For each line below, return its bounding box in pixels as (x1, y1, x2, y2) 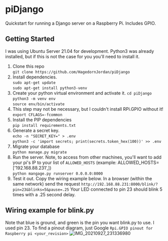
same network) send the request (12, 181, 80, 187)
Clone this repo (12, 63, 44, 69)
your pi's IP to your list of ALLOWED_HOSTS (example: (12, 159, 117, 166)
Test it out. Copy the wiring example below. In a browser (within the (12, 175, 152, 182)
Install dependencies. (12, 74, 57, 80)
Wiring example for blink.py (5, 206, 94, 215)
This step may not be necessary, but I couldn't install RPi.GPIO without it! (12, 106, 163, 112)
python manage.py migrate (12, 149, 67, 154)
